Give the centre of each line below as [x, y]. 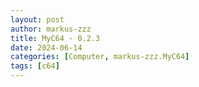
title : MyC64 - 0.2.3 [55, 38]
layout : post [37, 19]
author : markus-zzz [51, 29]
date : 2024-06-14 [46, 47]
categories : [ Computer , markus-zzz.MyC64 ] [100, 57]
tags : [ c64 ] [35, 66]
